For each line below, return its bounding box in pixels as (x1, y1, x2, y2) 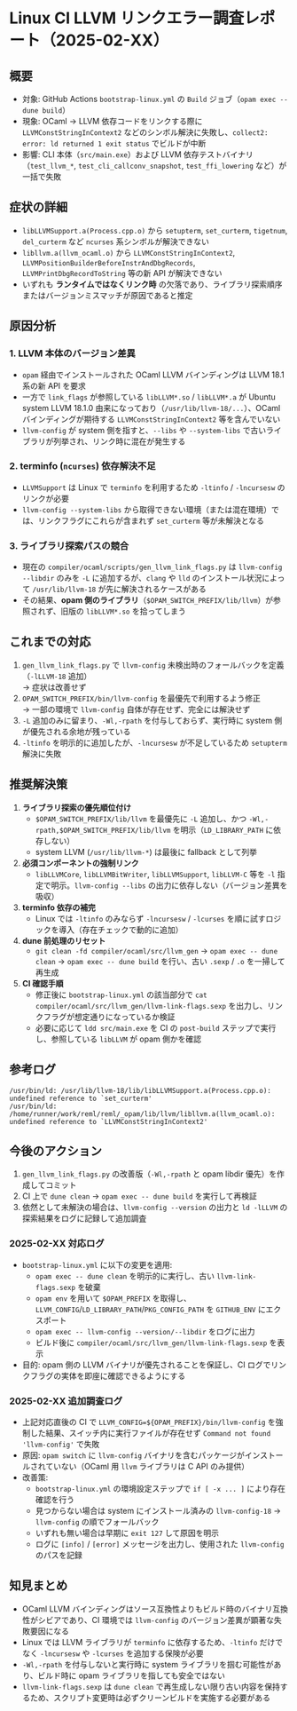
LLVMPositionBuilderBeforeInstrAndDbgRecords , (21, 257, 196, 267)
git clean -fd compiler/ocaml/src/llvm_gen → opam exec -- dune (35, 945, 278, 955)
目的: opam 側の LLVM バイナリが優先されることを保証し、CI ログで (21, 1359, 271, 1370)
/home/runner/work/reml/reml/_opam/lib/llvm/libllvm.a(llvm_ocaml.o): (9, 1109, 276, 1119)
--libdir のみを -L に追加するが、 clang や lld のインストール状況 (21, 573, 262, 583)
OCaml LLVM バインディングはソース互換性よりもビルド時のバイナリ (21, 1604, 273, 1614)
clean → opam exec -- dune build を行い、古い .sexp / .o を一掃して (35, 955, 285, 966)
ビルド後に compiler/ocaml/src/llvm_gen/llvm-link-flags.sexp (35, 1337, 268, 1348)
